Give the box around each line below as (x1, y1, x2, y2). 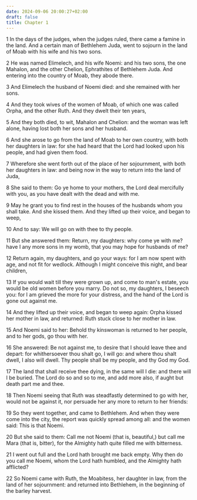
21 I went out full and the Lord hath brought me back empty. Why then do (6, 451, 183, 458)
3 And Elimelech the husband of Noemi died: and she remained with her (6, 84, 181, 91)
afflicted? (6, 464, 29, 471)
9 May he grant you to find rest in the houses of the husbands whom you (6, 202, 183, 209)
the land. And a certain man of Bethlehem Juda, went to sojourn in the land (6, 42, 188, 49)
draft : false (6, 14, 38, 20)
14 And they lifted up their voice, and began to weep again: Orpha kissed (6, 309, 182, 316)
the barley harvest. (6, 488, 52, 495)
